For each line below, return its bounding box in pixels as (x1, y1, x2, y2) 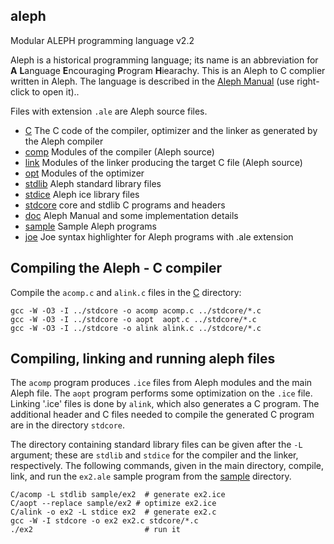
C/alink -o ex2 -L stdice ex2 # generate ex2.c (10, 507, 217, 518)
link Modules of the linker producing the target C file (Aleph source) (24, 156, 303, 168)
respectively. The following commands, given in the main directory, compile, (10, 460, 325, 472)
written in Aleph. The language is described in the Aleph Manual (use (10, 75, 295, 87)
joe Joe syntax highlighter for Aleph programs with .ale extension (24, 230, 294, 243)
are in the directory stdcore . (10, 419, 126, 431)
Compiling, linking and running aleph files (10, 350, 276, 368)
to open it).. (31, 85, 80, 98)
